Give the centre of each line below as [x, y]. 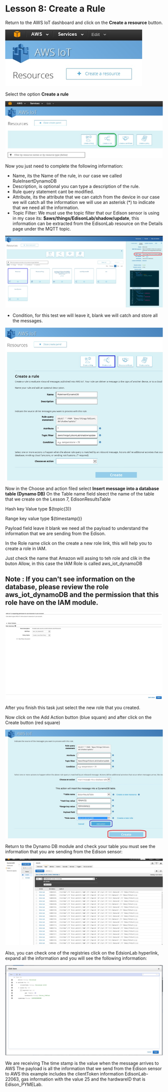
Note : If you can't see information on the [70, 579]
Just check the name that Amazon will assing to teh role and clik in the [78, 558]
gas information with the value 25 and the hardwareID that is [83, 1079]
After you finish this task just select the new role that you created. [73, 707]
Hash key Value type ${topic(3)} [38, 508]
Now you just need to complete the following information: [64, 166]
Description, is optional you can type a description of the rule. [76, 186]
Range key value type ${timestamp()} [44, 518]
